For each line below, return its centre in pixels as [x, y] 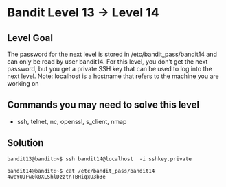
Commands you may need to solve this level [103, 105]
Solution [25, 143]
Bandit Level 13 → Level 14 [83, 13]
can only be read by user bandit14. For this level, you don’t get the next [108, 62]
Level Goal [30, 38]
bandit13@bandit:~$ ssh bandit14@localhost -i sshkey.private [100, 159]
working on [23, 83]
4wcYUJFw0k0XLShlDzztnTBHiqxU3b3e [57, 177]
